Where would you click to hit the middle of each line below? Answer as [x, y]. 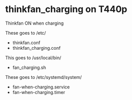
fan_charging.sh [29, 67]
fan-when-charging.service [41, 87]
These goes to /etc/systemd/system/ [44, 77]
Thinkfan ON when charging [35, 23]
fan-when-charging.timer [39, 92]
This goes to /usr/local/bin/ [33, 58]
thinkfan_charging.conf [37, 48]
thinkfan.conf [26, 42]
